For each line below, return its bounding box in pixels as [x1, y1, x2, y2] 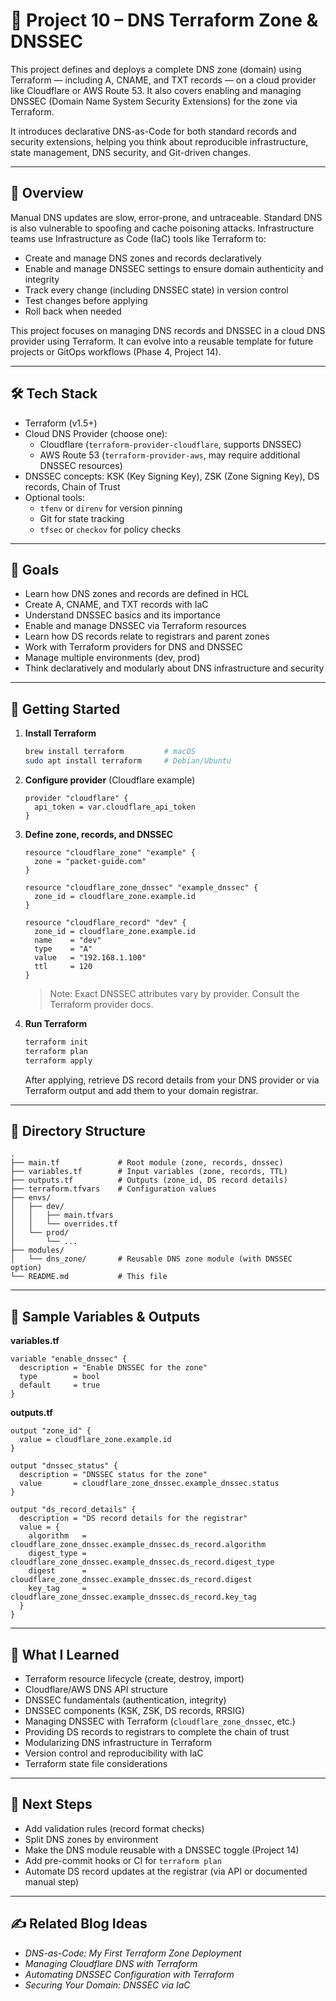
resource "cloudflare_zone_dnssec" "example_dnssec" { [24, 882, 259, 893]
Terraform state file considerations [24, 1758, 168, 1769]
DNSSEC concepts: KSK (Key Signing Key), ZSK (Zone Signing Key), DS [24, 470, 320, 482]
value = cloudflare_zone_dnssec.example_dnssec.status [19, 1479, 280, 1489]
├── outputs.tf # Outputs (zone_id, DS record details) [10, 1175, 288, 1186]
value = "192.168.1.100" [34, 952, 147, 963]
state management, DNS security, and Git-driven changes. [10, 146, 252, 158]
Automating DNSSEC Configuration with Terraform [24, 1968, 235, 1980]
